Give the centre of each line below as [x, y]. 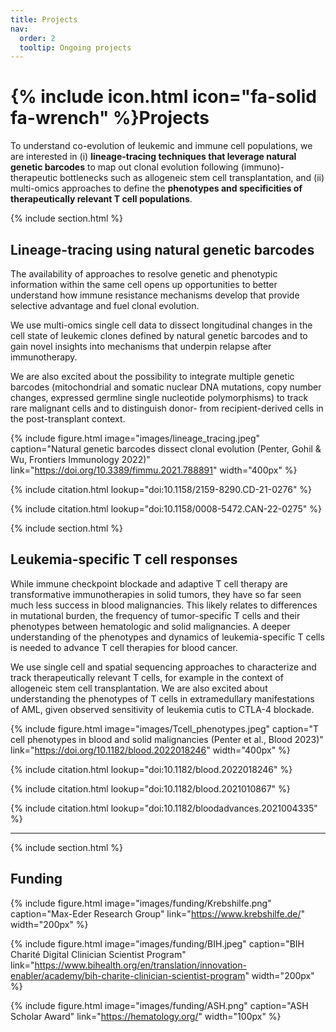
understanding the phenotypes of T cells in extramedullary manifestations [162, 698]
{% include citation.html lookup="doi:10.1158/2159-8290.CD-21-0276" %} [161, 489]
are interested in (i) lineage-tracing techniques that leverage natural [153, 157]
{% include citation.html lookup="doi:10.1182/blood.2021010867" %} [150, 788]
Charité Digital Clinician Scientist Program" [98, 954]
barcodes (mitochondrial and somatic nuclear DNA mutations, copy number [166, 387]
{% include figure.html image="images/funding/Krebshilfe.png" [141, 903]
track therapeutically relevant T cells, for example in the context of [147, 677]
